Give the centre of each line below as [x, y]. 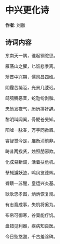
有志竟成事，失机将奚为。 [31, 204]
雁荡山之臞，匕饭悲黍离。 [31, 66]
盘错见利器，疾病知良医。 [31, 225]
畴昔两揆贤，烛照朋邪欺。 [31, 151]
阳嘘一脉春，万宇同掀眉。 [31, 130]
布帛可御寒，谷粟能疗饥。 [31, 215]
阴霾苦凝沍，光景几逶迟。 [31, 87]
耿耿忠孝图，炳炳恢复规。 [31, 194]
